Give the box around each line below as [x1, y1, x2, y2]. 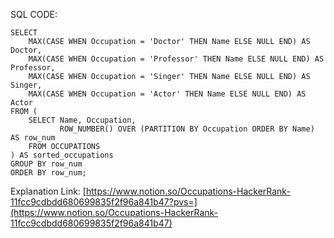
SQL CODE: [10, 9, 58, 20]
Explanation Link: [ [10, 185, 87, 197]
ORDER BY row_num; [10, 168, 87, 178]
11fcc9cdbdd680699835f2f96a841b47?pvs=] [10, 196, 198, 208]
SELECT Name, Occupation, [28, 115, 137, 125]
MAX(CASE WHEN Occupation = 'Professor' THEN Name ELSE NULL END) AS [28, 54, 325, 64]
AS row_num [10, 133, 56, 143]
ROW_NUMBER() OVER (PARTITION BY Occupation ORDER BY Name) [59, 124, 315, 134]
